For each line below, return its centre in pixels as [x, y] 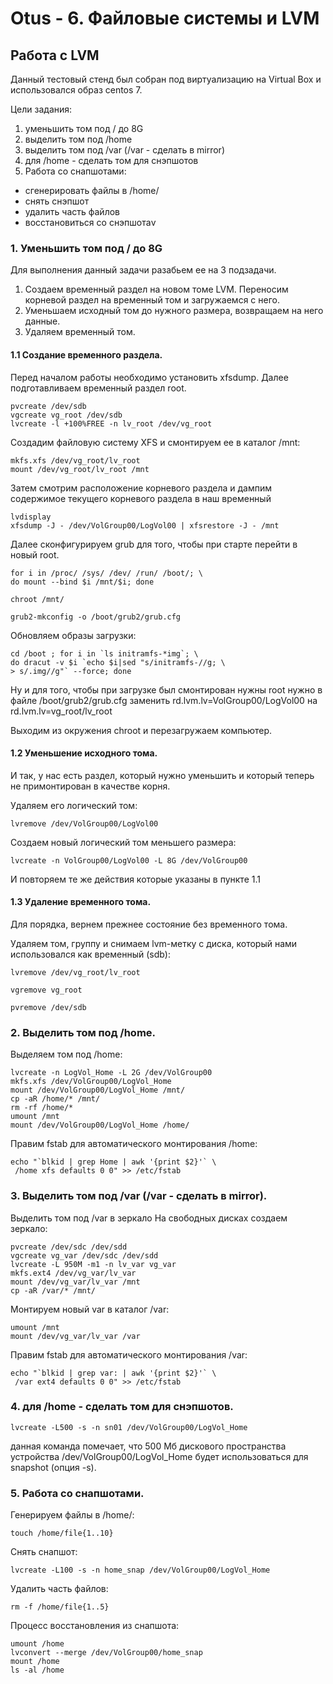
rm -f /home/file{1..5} [60, 1607]
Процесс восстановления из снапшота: [95, 1626]
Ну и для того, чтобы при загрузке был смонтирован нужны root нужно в [166, 689]
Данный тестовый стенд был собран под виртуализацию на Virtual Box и [166, 79]
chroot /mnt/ [37, 599]
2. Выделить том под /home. [83, 1032]
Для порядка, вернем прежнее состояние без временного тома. [149, 924]
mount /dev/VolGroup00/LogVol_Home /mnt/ [98, 1090]
